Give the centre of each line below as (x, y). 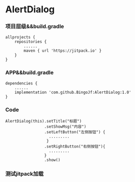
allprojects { (20, 37)
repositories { (31, 42)
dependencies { (21, 83)
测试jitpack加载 (25, 174)
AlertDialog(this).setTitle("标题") (43, 122)
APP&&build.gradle (29, 73)
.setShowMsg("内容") (65, 127)
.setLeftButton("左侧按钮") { (75, 132)
